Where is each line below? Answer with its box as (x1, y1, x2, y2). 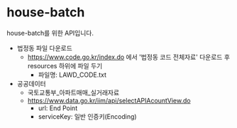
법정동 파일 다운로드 (16, 43, 72, 52)
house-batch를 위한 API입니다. (6, 28, 94, 37)
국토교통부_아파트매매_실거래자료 (27, 88, 120, 97)
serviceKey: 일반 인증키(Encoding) (38, 112, 137, 121)
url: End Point (38, 104, 78, 112)
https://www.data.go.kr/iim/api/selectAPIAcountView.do (27, 96, 191, 105)
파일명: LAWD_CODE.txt (38, 70, 107, 79)
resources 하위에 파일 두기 (27, 61, 103, 70)
